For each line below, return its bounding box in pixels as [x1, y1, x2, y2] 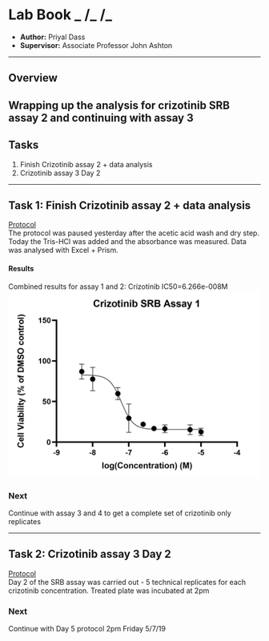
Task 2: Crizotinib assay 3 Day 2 [8, 547, 172, 561]
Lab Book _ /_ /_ [8, 6, 113, 24]
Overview [8, 71, 58, 85]
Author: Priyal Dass [19, 32, 86, 42]
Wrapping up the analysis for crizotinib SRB [8, 98, 231, 112]
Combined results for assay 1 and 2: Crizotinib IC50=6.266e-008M [8, 282, 228, 291]
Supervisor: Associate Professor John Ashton [19, 40, 173, 50]
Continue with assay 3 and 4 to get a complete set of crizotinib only [8, 508, 232, 518]
